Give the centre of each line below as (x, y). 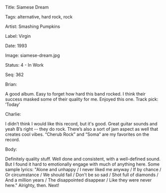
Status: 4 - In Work (24, 65)
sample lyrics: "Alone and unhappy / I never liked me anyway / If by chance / (83, 169)
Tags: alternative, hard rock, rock (39, 17)
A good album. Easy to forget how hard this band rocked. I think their (75, 94)
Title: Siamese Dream (27, 7)
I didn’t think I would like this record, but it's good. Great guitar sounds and (81, 124)
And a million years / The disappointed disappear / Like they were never (79, 180)
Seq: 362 (14, 75)
